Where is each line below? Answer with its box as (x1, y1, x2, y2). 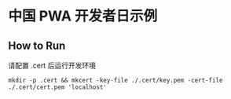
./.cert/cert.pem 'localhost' (8, 83, 108, 91)
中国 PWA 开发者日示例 (8, 7, 158, 25)
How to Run (8, 38, 66, 52)
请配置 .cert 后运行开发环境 (8, 60, 97, 70)
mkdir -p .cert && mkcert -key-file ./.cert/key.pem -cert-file (8, 76, 223, 84)
